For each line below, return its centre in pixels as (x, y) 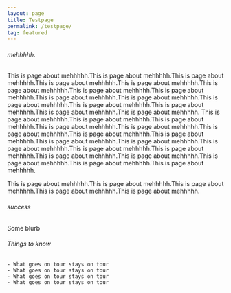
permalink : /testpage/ (40, 26)
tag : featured (27, 33)
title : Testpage (30, 20)
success (19, 207)
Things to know (29, 244)
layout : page (26, 13)
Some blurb (24, 228)
